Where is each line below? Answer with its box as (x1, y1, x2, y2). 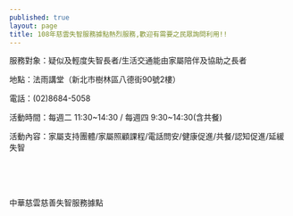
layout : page (9, 21, 58, 30)
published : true (9, 12, 70, 22)
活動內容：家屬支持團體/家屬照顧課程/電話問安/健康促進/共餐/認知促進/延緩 (9, 131, 285, 142)
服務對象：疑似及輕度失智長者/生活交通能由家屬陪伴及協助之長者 (9, 55, 247, 66)
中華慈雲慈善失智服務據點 (9, 197, 104, 208)
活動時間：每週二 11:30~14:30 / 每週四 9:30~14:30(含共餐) (9, 112, 223, 123)
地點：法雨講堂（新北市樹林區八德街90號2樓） (9, 74, 181, 85)
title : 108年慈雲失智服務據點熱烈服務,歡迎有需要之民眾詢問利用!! (9, 29, 228, 38)
